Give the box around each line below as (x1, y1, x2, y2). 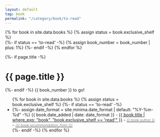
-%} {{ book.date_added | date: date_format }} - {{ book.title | (22, 112, 145, 118)
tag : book (5, 12, 25, 16)
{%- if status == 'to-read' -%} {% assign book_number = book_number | (5, 40, 150, 46)
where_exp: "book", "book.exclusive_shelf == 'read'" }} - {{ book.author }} (12, 117, 155, 123)
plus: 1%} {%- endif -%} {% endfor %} (5, 45, 82, 51)
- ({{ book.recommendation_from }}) (12, 122, 73, 128)
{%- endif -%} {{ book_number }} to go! (5, 87, 85, 93)
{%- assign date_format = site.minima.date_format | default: (12, 107, 132, 113)
